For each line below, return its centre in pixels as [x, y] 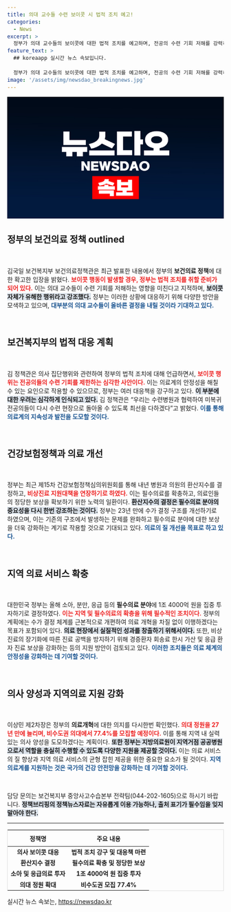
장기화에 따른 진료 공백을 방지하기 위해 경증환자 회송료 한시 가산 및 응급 [121, 639]
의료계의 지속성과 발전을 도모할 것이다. [58, 416]
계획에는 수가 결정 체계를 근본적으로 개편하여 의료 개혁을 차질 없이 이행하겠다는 [113, 622]
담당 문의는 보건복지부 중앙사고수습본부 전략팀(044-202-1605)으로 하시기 [107, 796]
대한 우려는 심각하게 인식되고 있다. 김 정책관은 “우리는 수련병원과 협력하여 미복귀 [114, 399]
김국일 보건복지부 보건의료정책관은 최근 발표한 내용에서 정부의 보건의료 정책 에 [111, 271]
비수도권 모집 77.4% [108, 884]
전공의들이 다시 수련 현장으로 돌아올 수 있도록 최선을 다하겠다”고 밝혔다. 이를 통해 [115, 408]
